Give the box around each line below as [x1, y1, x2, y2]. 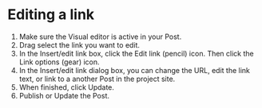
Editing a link [7, 6, 95, 24]
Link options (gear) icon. [18, 57, 101, 67]
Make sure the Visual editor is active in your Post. [18, 32, 182, 41]
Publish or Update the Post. [18, 91, 109, 100]
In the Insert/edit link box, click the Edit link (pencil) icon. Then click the [18, 48, 254, 58]
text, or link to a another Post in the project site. [18, 74, 176, 83]
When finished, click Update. [18, 82, 115, 92]
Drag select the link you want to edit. [18, 40, 141, 49]
